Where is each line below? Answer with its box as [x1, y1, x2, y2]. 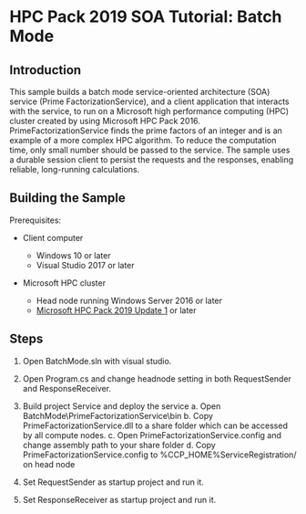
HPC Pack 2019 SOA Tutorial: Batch [9, 6, 282, 27]
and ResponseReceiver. [22, 383, 112, 393]
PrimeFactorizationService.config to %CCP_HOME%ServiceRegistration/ [22, 449, 297, 460]
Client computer [22, 232, 84, 243]
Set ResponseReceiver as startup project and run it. [22, 494, 217, 505]
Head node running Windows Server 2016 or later [36, 295, 223, 306]
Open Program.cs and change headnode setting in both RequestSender [22, 372, 291, 384]
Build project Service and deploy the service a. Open [22, 400, 221, 412]
